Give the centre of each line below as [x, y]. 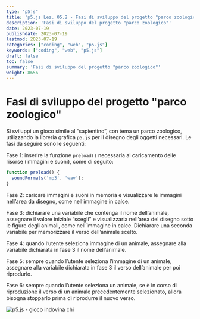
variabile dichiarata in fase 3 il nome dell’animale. [66, 249]
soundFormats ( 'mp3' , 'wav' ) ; [48, 178]
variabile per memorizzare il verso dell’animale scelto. [72, 232]
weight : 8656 [22, 73]
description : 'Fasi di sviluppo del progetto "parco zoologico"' [89, 23]
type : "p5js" [22, 12]
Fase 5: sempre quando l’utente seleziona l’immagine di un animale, [89, 261]
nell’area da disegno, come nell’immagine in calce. [68, 201]
